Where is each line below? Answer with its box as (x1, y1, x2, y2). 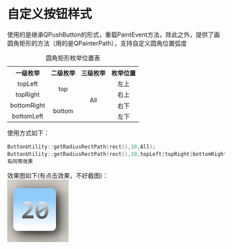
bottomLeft (12, 112, 43, 121)
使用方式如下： (7, 129, 50, 137)
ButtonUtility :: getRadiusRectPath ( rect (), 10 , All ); (7, 143, 156, 150)
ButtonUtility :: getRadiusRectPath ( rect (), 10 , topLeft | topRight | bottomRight (7, 151, 227, 158)
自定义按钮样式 (7, 6, 93, 22)
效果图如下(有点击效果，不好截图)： (7, 172, 109, 180)
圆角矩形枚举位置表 (46, 53, 101, 62)
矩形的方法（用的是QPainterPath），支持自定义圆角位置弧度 (19, 39, 187, 47)
